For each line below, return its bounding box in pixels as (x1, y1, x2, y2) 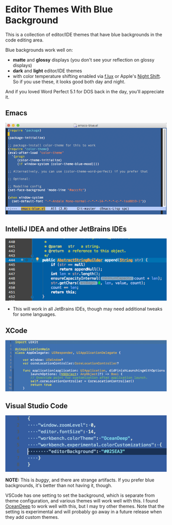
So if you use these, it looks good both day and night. (12, 78, 125, 85)
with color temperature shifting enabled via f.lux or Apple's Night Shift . (12, 73, 161, 79)
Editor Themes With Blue (5, 4, 114, 15)
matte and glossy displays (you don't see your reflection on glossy (12, 56, 155, 63)
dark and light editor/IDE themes (12, 68, 82, 74)
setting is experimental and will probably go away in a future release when (5, 509, 162, 515)
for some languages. (12, 311, 56, 317)
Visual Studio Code (5, 401, 68, 410)
